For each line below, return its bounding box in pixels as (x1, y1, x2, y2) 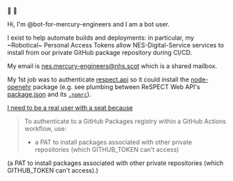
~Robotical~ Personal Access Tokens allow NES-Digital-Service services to (7, 41, 225, 49)
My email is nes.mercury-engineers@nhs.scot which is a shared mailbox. (7, 62, 218, 70)
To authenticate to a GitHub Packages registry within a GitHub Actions (24, 117, 227, 125)
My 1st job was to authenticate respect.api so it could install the (7, 75, 190, 84)
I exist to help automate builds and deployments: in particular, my (7, 33, 195, 42)
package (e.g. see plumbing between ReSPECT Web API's (33, 83, 200, 90)
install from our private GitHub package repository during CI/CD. (7, 49, 193, 56)
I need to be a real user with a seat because (7, 104, 133, 111)
